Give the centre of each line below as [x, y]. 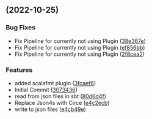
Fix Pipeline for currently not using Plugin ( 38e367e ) [80, 41]
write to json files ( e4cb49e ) [50, 109]
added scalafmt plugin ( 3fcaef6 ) [55, 83]
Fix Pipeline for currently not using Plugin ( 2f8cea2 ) [79, 54]
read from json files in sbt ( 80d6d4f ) [60, 96]
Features [19, 70]
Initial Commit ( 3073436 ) [46, 90]
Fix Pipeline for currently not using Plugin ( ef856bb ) [80, 47]
